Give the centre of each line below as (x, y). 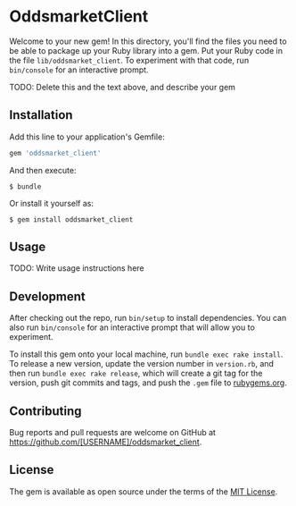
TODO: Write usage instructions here (77, 268)
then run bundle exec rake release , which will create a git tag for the (136, 374)
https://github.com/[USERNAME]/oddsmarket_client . (106, 442)
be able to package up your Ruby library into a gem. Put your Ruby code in (146, 50)
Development (48, 296)
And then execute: (43, 170)
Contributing (45, 411)
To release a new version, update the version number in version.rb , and (142, 364)
